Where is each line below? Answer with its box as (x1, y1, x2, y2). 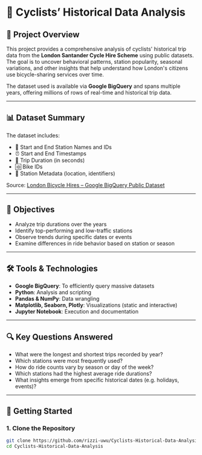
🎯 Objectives (6, 205, 55, 215)
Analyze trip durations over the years (14, 220, 107, 227)
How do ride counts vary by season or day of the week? (14, 364, 154, 371)
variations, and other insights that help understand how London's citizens (6, 64, 188, 72)
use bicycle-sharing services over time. (6, 71, 104, 78)
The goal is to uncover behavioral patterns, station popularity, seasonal (6, 58, 182, 65)
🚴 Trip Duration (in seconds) (14, 156, 85, 164)
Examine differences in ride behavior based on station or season (14, 240, 175, 247)
